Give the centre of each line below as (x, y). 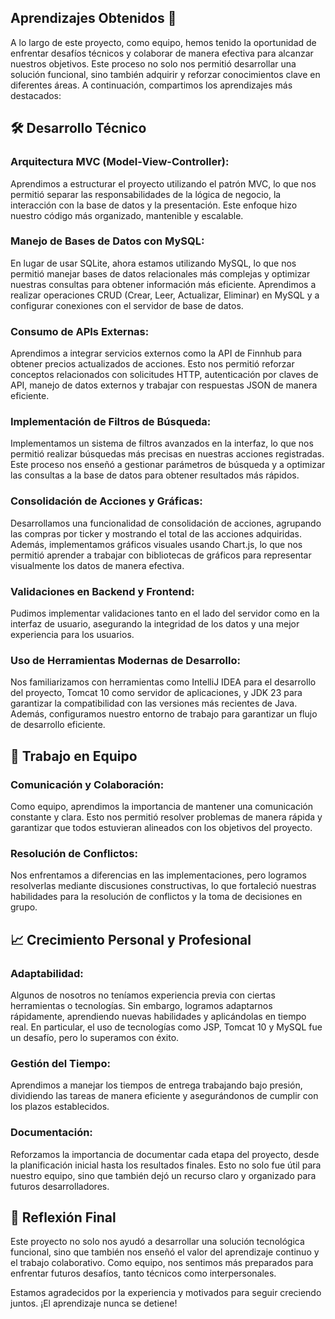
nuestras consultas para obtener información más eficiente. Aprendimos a (163, 284)
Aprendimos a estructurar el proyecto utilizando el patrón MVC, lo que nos (163, 183)
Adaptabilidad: (47, 973)
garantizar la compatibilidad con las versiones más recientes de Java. (154, 703)
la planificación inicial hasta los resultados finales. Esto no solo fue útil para (166, 1165)
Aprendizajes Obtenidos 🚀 (93, 18)
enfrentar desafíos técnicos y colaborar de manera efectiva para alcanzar (162, 53)
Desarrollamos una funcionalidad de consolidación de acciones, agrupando (166, 523)
